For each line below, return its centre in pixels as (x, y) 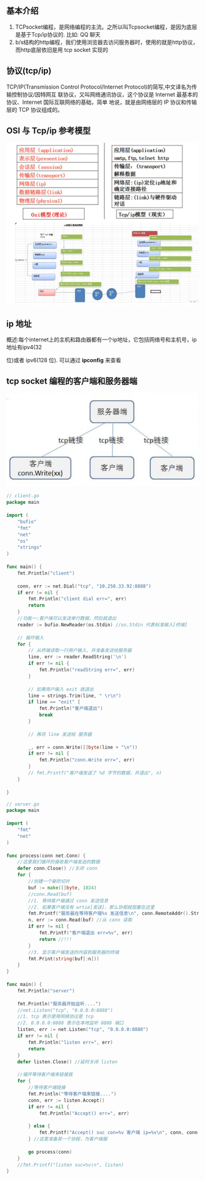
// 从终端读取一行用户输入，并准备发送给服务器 (80, 650)
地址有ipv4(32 (24, 347)
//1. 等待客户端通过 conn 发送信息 (68, 901)
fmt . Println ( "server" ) (46, 991)
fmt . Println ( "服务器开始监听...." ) (59, 1003)
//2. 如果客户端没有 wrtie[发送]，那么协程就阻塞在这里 (92, 907)
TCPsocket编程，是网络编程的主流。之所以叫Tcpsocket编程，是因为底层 (106, 27)
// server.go (23, 804)
